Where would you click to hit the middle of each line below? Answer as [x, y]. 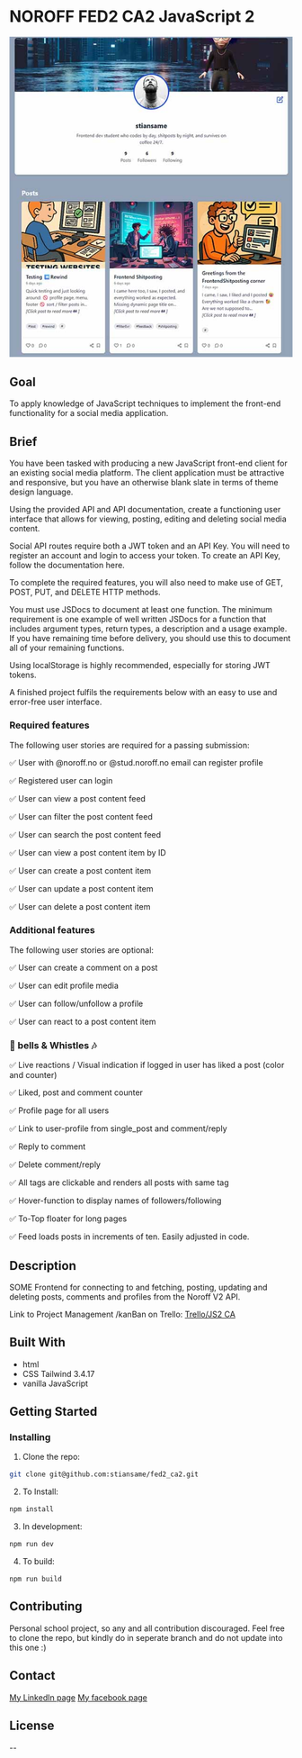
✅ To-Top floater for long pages [68, 1219]
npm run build [36, 1579]
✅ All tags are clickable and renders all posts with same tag [119, 1183]
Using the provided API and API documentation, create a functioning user [145, 510]
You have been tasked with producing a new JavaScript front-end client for [148, 463]
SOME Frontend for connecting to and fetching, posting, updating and [138, 1287]
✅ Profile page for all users [59, 1110]
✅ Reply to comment [48, 1146]
